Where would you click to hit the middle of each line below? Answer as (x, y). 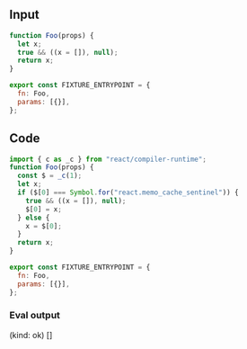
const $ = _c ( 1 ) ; (50, 176)
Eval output (35, 316)
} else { (34, 218)
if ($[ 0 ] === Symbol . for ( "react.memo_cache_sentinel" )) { (128, 192)
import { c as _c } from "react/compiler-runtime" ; (108, 159)
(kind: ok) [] (31, 335)
